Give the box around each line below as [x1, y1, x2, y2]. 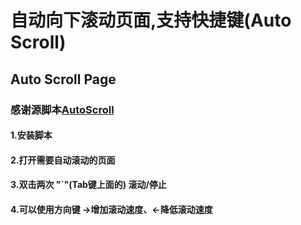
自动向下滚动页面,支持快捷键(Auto [10, 9, 292, 32]
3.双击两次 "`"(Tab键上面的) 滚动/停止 [10, 179, 167, 191]
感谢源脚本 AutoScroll [10, 102, 115, 116]
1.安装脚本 [10, 129, 53, 141]
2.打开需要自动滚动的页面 [10, 154, 116, 166]
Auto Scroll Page [10, 71, 117, 88]
